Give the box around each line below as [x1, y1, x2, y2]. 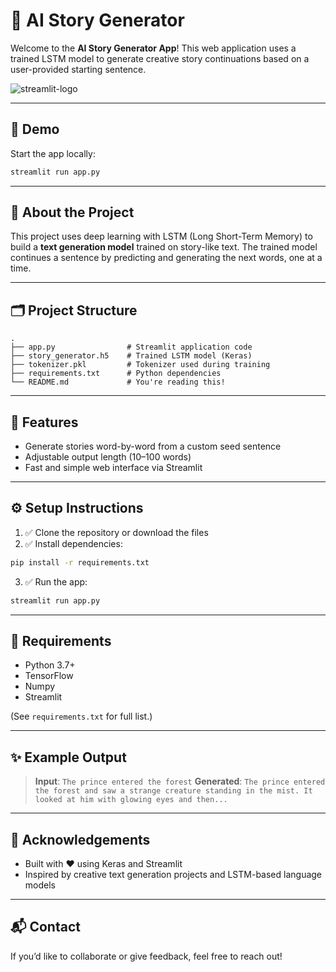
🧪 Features [10, 414, 79, 431]
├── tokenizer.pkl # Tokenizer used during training [10, 360, 271, 370]
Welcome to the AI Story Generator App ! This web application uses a [10, 42, 297, 54]
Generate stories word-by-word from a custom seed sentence [24, 440, 282, 453]
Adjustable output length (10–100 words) [24, 451, 192, 463]
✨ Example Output [10, 749, 127, 766]
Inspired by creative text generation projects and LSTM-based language [24, 869, 323, 881]
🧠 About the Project [10, 204, 135, 221]
